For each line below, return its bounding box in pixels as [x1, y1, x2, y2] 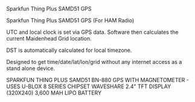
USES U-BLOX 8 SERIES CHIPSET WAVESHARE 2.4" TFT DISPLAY [6, 83, 171, 90]
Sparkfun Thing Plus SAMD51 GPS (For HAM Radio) [6, 17, 135, 24]
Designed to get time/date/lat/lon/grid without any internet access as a [6, 59, 182, 65]
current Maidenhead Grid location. [6, 35, 92, 42]
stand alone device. [6, 65, 56, 72]
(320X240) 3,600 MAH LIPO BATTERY [6, 89, 101, 96]
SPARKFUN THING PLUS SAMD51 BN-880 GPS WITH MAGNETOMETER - [6, 77, 189, 83]
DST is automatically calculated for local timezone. [6, 46, 132, 54]
